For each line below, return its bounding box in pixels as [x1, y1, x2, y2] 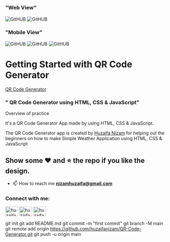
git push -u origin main [33, 231, 81, 237]
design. [5, 166, 30, 175]
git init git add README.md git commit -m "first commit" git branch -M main [5, 220, 163, 227]
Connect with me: [5, 195, 50, 202]
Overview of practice [5, 111, 49, 117]
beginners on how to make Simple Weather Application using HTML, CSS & [5, 135, 162, 142]
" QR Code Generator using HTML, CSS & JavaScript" [5, 98, 140, 106]
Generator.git [5, 231, 33, 237]
